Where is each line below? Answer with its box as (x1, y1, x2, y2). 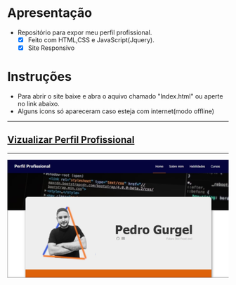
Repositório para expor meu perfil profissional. (17, 28, 152, 37)
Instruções (7, 69, 72, 85)
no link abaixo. (17, 100, 60, 108)
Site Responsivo (27, 44, 75, 52)
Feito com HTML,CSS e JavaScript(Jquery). (27, 35, 155, 44)
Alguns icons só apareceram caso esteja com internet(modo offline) (17, 107, 215, 115)
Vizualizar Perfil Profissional (7, 134, 135, 146)
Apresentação (7, 5, 93, 21)
